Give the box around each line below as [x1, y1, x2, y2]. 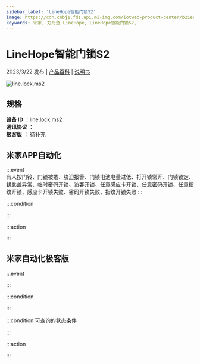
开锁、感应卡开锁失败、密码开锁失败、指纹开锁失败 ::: [11, 188, 143, 195]
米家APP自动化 [6, 150, 61, 160]
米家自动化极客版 [6, 254, 69, 264]
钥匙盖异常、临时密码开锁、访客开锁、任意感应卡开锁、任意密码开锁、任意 [6, 180, 189, 188]
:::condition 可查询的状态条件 [6, 317, 77, 324]
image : [6, 14, 23, 20]
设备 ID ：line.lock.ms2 [6, 116, 62, 123]
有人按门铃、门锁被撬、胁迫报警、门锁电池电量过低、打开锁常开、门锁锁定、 [6, 173, 194, 180]
